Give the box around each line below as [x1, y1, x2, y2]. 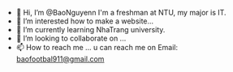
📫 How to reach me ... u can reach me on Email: [15, 43, 179, 52]
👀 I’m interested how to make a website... [15, 16, 154, 26]
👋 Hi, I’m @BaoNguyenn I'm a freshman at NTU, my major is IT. [15, 8, 227, 17]
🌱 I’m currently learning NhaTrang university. [15, 25, 166, 34]
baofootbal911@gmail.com [15, 54, 105, 64]
